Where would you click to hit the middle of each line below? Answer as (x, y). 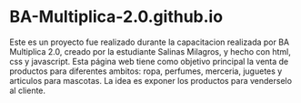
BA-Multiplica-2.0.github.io (116, 17)
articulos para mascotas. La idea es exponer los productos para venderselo (151, 80)
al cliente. (28, 90)
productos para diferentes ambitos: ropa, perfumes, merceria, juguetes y (146, 71)
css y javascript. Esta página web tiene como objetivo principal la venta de (149, 61)
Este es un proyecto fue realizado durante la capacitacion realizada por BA (150, 42)
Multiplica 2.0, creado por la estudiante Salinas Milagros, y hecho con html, (150, 51)
